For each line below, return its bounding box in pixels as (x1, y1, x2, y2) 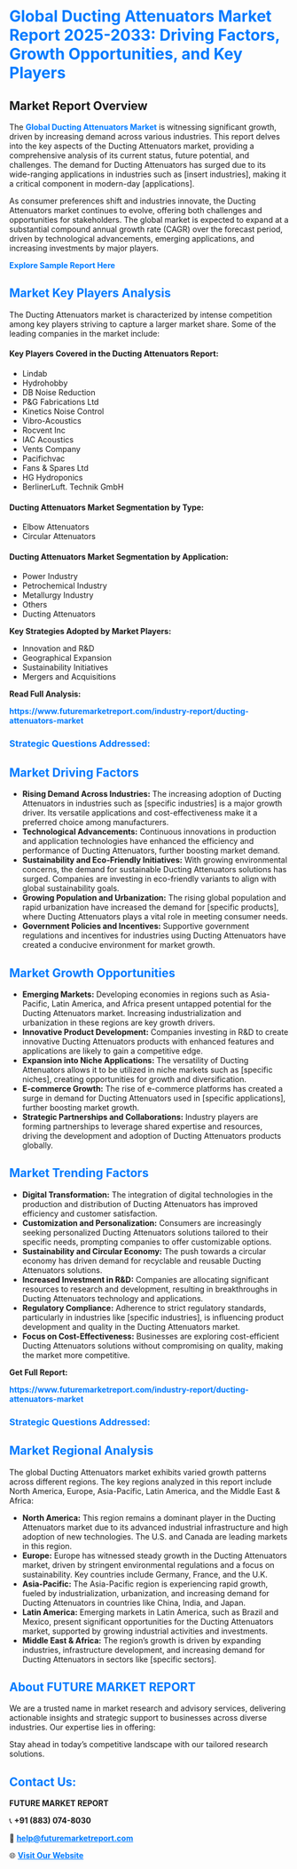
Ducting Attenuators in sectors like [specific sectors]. (21, 1654, 217, 1665)
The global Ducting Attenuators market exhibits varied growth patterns (9, 1467, 267, 1477)
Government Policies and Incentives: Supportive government (21, 921, 250, 932)
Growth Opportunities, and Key (9, 44, 243, 64)
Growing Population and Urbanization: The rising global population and (21, 893, 286, 903)
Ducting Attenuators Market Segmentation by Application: (9, 551, 229, 561)
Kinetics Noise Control (21, 406, 105, 417)
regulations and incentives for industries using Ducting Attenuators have (21, 930, 286, 941)
